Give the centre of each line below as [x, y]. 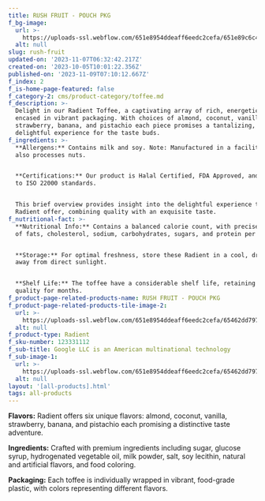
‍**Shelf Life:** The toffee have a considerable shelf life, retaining [134, 284]
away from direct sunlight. [62, 262]
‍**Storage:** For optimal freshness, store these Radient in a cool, [130, 255]
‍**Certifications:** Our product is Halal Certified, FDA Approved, [128, 176]
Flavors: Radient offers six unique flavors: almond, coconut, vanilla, [118, 416]
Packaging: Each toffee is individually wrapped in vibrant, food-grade [121, 480]
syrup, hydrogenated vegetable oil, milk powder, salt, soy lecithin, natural [127, 456]
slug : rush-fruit [37, 52]
